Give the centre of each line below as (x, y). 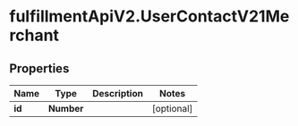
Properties (39, 68)
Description (118, 93)
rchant (34, 35)
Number (66, 109)
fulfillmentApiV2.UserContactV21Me (149, 17)
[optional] (172, 109)
